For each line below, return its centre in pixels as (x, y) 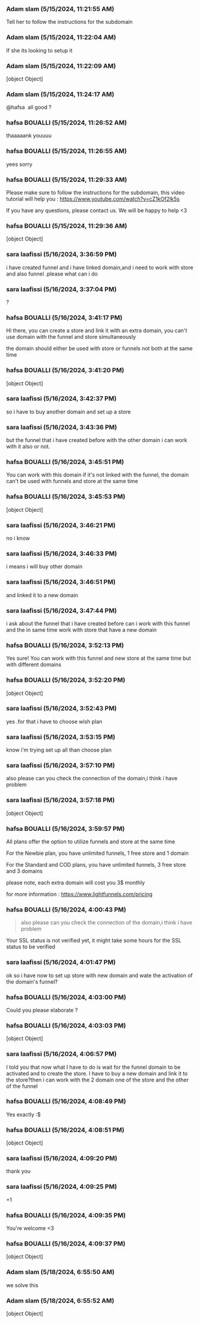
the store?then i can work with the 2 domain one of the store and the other (97, 1080)
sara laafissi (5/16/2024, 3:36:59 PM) (62, 254)
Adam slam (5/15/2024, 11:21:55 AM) (60, 9)
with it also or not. (28, 447)
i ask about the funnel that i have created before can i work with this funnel (98, 623)
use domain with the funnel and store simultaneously (71, 337)
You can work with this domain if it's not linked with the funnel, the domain (97, 475)
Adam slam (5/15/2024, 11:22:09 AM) (61, 66)
